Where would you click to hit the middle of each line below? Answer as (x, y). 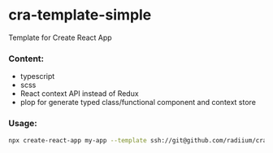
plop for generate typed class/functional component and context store (138, 103)
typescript (37, 76)
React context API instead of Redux (80, 94)
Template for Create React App (60, 37)
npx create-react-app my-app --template (78, 140)
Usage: (23, 124)
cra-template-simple (80, 15)
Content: (26, 59)
